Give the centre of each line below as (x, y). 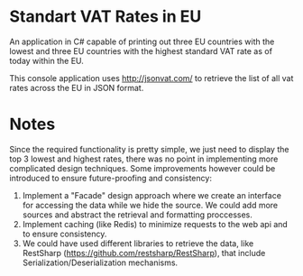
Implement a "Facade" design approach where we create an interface (152, 195)
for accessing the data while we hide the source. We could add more (150, 205)
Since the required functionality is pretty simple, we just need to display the (149, 149)
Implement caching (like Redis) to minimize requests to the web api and (155, 224)
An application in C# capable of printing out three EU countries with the (142, 41)
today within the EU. (46, 60)
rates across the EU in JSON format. (77, 87)
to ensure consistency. (64, 234)
